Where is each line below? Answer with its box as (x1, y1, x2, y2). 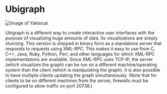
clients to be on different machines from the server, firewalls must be (5, 77, 149, 83)
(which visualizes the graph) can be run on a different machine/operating (5, 61, 157, 67)
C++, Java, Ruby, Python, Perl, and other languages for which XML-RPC (5, 51, 155, 57)
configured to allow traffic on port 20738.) (5, 82, 93, 88)
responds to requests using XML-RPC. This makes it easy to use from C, (5, 45, 155, 51)
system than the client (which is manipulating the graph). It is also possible (5, 66, 160, 73)
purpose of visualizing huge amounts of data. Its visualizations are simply (5, 35, 158, 41)
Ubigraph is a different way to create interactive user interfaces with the (5, 29, 155, 35)
